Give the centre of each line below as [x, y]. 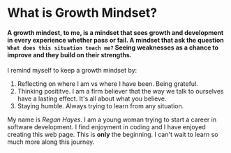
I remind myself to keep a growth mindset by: [72, 71]
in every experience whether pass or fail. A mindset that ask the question [116, 40]
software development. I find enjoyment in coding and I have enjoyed [106, 127]
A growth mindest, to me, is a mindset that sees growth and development [115, 32]
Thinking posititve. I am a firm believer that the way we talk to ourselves [120, 92]
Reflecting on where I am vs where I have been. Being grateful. [108, 84]
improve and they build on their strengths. [70, 54]
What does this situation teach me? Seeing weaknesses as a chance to [113, 48]
